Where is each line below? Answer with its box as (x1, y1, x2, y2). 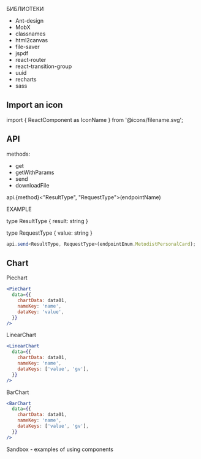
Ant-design (15, 17, 44, 24)
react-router (15, 56, 47, 63)
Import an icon (6, 100, 63, 110)
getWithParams (15, 169, 55, 176)
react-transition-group (15, 63, 72, 70)
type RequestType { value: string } (6, 229, 93, 237)
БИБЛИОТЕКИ (6, 6, 44, 12)
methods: (6, 150, 31, 157)
